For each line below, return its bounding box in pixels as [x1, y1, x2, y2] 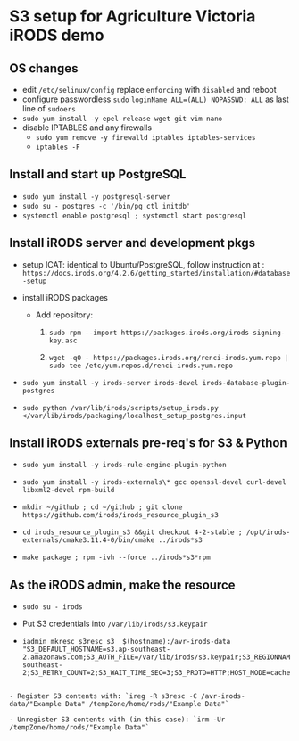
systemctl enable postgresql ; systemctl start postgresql [21, 211, 247, 220]
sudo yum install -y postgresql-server [21, 192, 171, 202]
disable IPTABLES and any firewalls [21, 122, 153, 133]
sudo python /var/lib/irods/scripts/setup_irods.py [21, 403, 219, 412]
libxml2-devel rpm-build [21, 486, 115, 495]
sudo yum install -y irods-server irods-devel [21, 378, 199, 387]
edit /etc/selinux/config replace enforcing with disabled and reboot [21, 85, 277, 95]
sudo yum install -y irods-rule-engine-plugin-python [21, 461, 227, 470]
